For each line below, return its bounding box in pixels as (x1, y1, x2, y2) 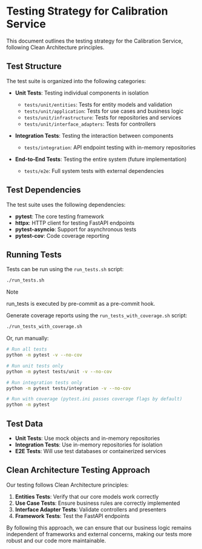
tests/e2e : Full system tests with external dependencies (24, 167, 165, 174)
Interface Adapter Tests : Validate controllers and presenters (15, 505, 166, 513)
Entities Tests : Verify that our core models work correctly (15, 493, 159, 500)
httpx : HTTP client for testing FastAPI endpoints (15, 219, 135, 226)
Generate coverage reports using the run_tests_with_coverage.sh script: (6, 312, 187, 319)
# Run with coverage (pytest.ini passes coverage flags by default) (6, 396, 183, 402)
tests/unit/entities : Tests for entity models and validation (24, 101, 172, 108)
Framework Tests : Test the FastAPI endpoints (15, 512, 130, 519)
